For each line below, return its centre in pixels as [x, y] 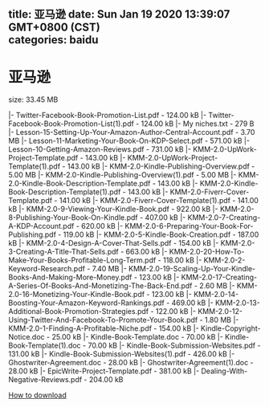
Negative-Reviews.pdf [45, 380]
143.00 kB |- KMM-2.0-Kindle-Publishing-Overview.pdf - [161, 166]
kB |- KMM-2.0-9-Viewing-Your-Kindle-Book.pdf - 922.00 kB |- [113, 209]
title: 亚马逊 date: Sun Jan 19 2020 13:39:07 [119, 14]
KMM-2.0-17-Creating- [219, 277]
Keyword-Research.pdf [47, 269]
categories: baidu [53, 40]
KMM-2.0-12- [220, 311]
